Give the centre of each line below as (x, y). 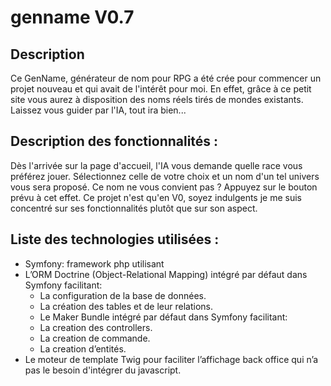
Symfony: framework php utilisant (94, 263)
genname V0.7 (72, 17)
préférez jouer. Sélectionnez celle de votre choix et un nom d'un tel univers (165, 176)
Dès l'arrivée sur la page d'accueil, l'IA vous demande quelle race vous (156, 165)
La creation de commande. (95, 338)
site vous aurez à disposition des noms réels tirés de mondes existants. (157, 99)
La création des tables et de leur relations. (126, 306)
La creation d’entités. (83, 348)
